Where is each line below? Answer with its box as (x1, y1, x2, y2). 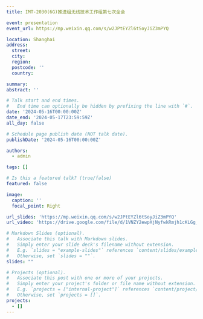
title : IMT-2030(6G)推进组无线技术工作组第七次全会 (6, 8, 126, 15)
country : (11, 70, 34, 76)
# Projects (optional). (6, 269, 66, 275)
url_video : (6, 219, 34, 226)
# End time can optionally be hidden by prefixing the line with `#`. (6, 104, 193, 110)
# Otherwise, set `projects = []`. (6, 292, 101, 298)
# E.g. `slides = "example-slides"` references (6, 247, 134, 253)
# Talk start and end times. (6, 97, 80, 104)
